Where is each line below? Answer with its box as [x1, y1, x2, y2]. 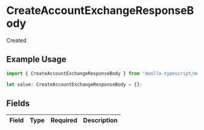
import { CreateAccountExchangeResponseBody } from [6, 70, 140, 77]
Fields [6, 98, 30, 108]
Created [6, 36, 27, 44]
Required [50, 116, 78, 125]
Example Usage [6, 54, 67, 64]
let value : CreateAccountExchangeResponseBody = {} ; [6, 81, 143, 87]
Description [83, 116, 118, 125]
